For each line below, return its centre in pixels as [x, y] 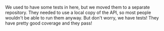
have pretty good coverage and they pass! [49, 23]
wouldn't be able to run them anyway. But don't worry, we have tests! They [82, 18]
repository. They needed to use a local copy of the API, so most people [78, 12]
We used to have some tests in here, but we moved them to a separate [78, 7]
